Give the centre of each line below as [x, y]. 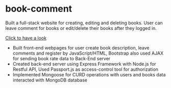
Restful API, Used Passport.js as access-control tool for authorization [86, 69]
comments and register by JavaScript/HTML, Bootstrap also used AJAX [88, 53]
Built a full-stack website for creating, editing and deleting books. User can [84, 23]
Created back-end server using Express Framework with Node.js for [84, 64]
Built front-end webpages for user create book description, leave [81, 48]
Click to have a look [26, 38]
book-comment [39, 9]
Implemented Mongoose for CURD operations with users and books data [89, 74]
